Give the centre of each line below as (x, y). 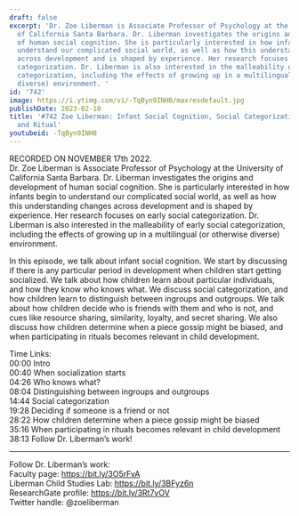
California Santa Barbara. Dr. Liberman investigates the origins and (131, 177)
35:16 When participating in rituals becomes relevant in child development (145, 429)
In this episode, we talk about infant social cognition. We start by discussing (148, 261)
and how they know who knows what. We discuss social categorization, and (149, 289)
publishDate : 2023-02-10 (55, 109)
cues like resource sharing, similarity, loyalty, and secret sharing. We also (144, 318)
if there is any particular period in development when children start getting (145, 270)
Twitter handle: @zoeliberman (64, 502)
